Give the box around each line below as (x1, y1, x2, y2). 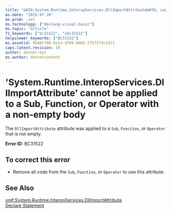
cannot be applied (79, 87, 158, 99)
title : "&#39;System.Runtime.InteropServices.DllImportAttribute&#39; (5, 7, 158, 13)
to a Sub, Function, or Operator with (5, 98, 159, 110)
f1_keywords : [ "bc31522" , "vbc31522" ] (5, 31, 88, 36)
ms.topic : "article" (5, 26, 49, 31)
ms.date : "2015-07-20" (5, 12, 53, 17)
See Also (5, 184, 34, 192)
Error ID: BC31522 (5, 140, 44, 147)
